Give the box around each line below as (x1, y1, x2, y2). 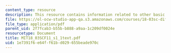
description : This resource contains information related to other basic (5, 12, 165, 17)
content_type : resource (5, 7, 56, 13)
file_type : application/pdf (5, 21, 65, 27)
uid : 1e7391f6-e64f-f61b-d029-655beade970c (5, 40, 99, 45)
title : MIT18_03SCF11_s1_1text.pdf (5, 36, 81, 41)
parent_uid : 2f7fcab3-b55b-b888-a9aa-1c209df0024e (5, 26, 115, 31)
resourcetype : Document (5, 31, 56, 36)
